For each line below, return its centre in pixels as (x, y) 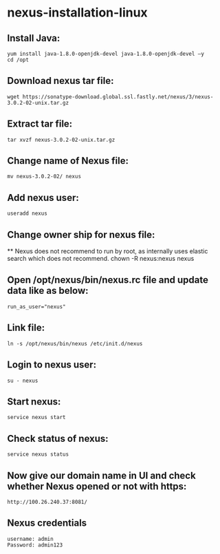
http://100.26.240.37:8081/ (47, 502)
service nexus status (38, 455)
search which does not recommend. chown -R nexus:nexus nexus (101, 259)
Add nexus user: (43, 198)
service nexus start (37, 418)
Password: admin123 (35, 545)
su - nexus (23, 381)
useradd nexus (27, 214)
